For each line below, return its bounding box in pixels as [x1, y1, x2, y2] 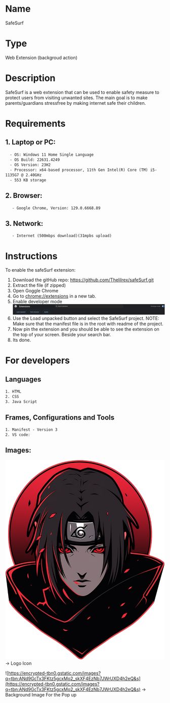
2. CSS [5, 394, 19, 399]
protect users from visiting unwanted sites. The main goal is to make [5, 95, 148, 101]
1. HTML [5, 389, 22, 394]
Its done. [12, 337, 31, 343]
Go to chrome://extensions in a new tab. [12, 293, 97, 299]
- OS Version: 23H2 [10, 162, 51, 167]
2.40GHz [25, 172, 42, 178]
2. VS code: [5, 432, 30, 437]
